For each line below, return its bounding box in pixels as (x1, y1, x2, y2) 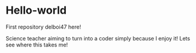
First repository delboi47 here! (5, 23, 81, 30)
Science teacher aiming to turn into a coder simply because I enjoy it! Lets (5, 35, 191, 42)
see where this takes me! (5, 41, 68, 48)
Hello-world (5, 4, 67, 17)
